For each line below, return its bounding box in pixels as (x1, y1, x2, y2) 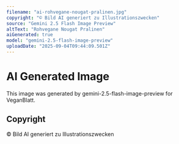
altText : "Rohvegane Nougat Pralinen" (6, 26, 105, 32)
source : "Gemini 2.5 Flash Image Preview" (6, 20, 116, 26)
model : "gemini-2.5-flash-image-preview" (6, 37, 114, 44)
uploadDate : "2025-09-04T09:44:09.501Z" (6, 44, 111, 50)
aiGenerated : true (6, 32, 53, 38)
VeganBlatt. (6, 96, 35, 104)
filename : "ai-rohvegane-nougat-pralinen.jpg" (6, 9, 127, 15)
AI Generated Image (6, 70, 110, 83)
